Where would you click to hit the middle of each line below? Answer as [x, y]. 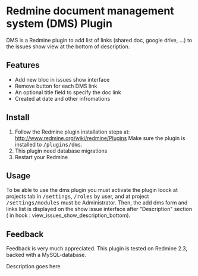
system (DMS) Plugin [59, 24]
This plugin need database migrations [61, 151]
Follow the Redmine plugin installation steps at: [72, 132]
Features [23, 65]
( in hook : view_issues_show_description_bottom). [68, 215]
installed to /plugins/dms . [48, 144]
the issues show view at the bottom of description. [68, 46]
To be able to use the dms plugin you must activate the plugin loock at [92, 190]
